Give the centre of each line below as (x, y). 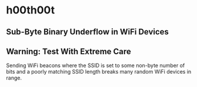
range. (14, 78)
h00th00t (30, 10)
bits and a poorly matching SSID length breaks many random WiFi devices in (99, 72)
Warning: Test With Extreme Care (69, 51)
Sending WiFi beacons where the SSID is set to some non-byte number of (96, 65)
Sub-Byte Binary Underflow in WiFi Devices (88, 32)
